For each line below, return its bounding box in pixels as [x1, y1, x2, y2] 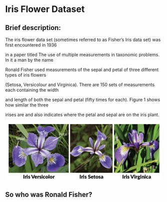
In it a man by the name [5, 57, 53, 63]
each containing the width [5, 87, 59, 93]
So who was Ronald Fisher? [5, 190, 92, 198]
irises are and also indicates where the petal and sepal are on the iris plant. [5, 111, 159, 117]
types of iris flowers [5, 72, 46, 78]
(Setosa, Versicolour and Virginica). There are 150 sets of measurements [5, 81, 155, 87]
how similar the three [5, 102, 48, 108]
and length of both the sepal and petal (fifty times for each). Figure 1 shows [5, 96, 160, 102]
